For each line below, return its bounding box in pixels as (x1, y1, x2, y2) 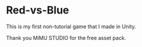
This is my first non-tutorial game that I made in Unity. (6, 23, 136, 30)
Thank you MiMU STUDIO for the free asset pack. (6, 34, 126, 41)
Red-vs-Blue (6, 4, 69, 17)
